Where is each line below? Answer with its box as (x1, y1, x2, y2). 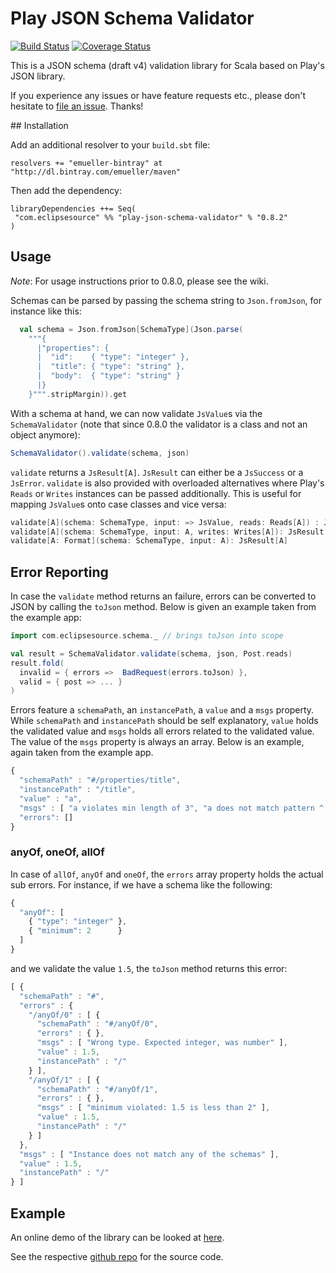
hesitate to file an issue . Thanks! (10, 100, 144, 112)
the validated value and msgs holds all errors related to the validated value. (10, 725, 315, 737)
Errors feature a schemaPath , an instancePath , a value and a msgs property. (10, 704, 315, 716)
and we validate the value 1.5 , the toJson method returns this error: (10, 962, 288, 974)
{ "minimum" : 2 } (28, 926, 123, 936)
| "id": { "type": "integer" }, (36, 352, 190, 362)
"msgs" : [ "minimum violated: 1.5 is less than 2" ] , (36, 1103, 271, 1113)
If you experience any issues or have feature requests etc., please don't (10, 89, 307, 101)
